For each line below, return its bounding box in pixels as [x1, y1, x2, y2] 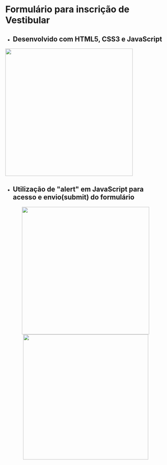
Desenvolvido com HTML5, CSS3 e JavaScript [12, 35, 162, 43]
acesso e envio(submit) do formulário [12, 193, 135, 202]
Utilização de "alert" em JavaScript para [12, 185, 144, 194]
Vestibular [5, 14, 50, 26]
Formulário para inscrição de [5, 4, 130, 15]
